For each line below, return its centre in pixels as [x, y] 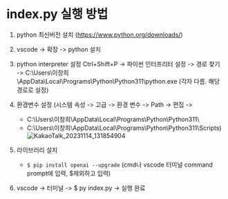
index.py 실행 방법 [57, 14]
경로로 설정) [32, 90]
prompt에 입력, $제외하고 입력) [69, 173]
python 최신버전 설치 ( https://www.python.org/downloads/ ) [100, 35]
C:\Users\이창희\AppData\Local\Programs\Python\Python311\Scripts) [124, 128]
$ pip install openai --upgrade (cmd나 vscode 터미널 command [120, 164]
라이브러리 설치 [37, 150]
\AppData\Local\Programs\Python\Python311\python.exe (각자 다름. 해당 [118, 81]
